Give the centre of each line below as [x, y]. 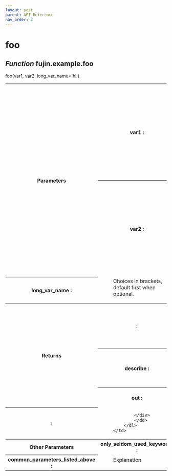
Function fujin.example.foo [49, 64]
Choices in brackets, [138, 281]
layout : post [19, 10]
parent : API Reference [29, 15]
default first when [135, 287]
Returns [52, 355]
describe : [137, 368]
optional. [124, 294]
